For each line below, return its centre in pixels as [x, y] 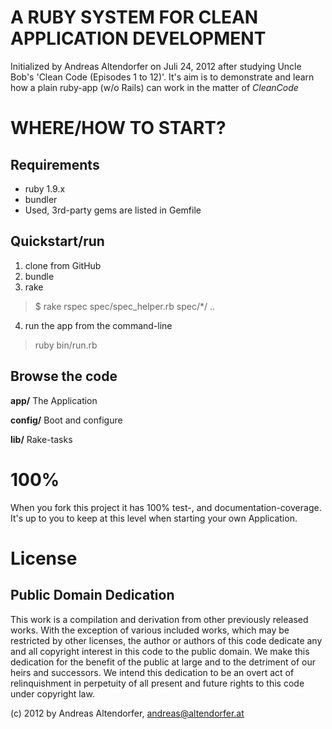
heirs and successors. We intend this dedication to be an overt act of [152, 672]
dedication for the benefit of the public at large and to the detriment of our [163, 662]
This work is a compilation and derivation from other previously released [159, 619]
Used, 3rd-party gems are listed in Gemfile [113, 210]
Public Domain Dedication [92, 595]
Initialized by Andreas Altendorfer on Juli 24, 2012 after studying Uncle [156, 66]
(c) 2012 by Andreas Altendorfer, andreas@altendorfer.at [127, 713]
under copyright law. [52, 693]
